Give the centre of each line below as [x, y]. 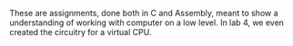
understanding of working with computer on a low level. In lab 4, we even [147, 23]
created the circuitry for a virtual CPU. [81, 32]
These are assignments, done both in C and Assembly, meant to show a [144, 13]
